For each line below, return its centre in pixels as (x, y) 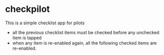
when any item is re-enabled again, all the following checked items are (84, 43)
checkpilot (28, 9)
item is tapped (27, 38)
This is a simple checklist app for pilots (45, 23)
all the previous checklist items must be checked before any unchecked (86, 32)
